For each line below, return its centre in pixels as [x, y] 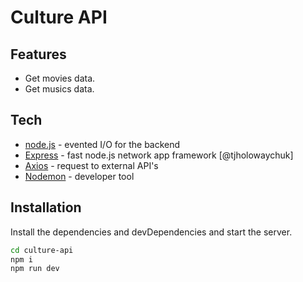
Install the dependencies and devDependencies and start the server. [151, 232]
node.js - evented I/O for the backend [102, 144]
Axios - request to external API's [91, 165]
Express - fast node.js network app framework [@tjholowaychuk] [159, 155]
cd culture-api [42, 250]
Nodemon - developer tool [79, 176]
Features [38, 54]
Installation [46, 207]
